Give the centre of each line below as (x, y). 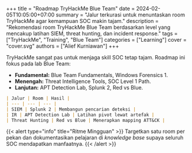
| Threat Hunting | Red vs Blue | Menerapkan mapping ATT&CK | (86, 120)
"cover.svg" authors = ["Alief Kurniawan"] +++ (63, 46)
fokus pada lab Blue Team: (38, 64)
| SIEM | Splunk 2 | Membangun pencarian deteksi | (71, 109)
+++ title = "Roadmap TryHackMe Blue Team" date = (71, 9)
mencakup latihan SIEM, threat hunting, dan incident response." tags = (92, 34)
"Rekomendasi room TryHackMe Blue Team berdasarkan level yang (88, 27)
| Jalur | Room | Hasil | (38, 98)
